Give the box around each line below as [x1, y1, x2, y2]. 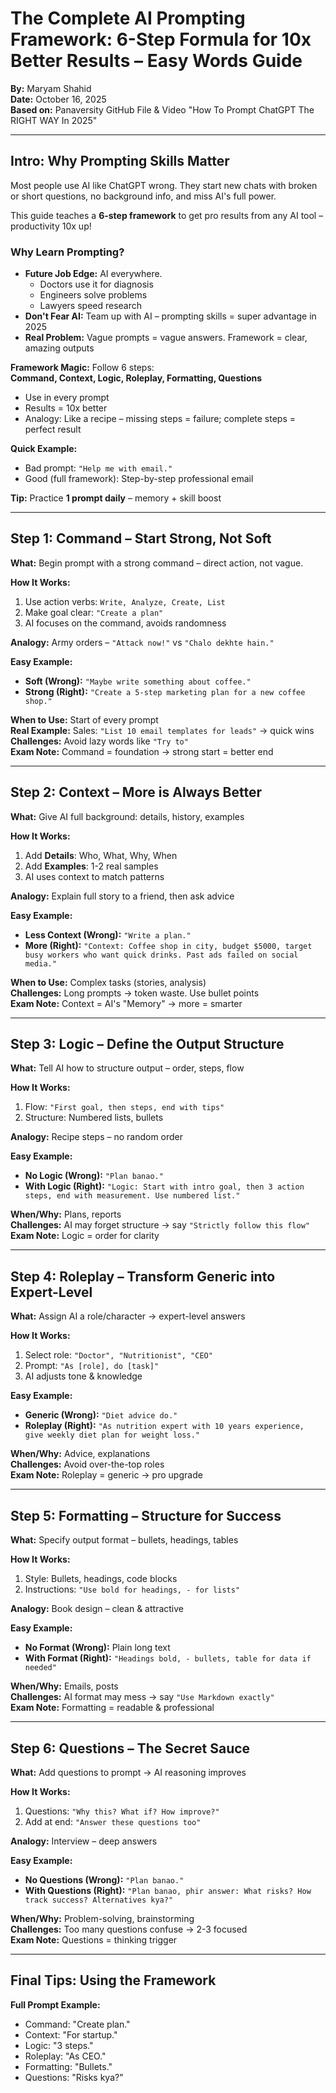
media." [24, 958, 57, 969]
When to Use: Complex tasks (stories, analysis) [10, 976, 207, 988]
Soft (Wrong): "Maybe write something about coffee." [24, 675, 252, 687]
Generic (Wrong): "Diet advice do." [24, 1409, 178, 1421]
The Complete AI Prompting [10, 7, 246, 30]
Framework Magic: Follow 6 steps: [10, 362, 155, 374]
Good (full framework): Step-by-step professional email [24, 473, 254, 485]
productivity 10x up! [10, 220, 92, 232]
